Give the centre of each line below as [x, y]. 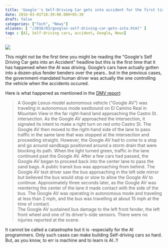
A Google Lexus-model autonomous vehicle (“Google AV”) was [82, 103]
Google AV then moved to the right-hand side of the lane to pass [84, 129]
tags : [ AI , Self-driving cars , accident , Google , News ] [66, 33]
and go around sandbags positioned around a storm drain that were [87, 145]
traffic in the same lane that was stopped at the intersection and [83, 135]
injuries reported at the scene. [48, 220]
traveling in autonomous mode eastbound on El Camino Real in [82, 108]
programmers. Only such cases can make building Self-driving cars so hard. [84, 235]
